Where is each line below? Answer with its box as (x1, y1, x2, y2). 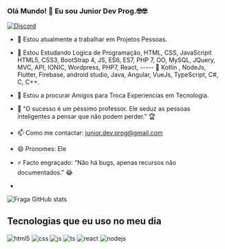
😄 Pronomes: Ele (17, 145, 67, 153)
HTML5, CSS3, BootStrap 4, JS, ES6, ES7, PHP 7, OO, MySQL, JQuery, (17, 56, 215, 64)
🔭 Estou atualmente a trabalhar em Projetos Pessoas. (17, 35, 167, 43)
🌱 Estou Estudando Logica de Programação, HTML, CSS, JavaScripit (17, 48, 212, 57)
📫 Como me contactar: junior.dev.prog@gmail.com (17, 129, 163, 137)
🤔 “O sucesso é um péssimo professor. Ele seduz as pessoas (17, 105, 191, 113)
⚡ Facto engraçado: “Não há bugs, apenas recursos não (17, 159, 177, 167)
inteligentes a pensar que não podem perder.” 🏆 (17, 112, 156, 121)
